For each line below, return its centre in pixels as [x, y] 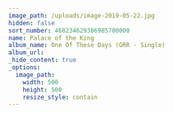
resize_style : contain [60, 97]
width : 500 [41, 82]
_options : [25, 68]
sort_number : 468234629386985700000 [69, 30]
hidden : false [32, 23]
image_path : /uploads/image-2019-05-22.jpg [82, 16]
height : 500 [42, 90]
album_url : [26, 53]
